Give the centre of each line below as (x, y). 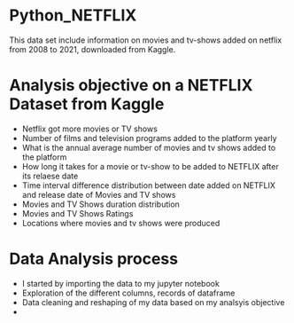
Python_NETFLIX (73, 16)
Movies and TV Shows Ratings (77, 213)
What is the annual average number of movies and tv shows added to (149, 147)
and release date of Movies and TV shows (99, 194)
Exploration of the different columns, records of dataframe (128, 293)
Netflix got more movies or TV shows (89, 129)
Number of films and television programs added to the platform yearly (149, 138)
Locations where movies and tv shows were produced (121, 223)
